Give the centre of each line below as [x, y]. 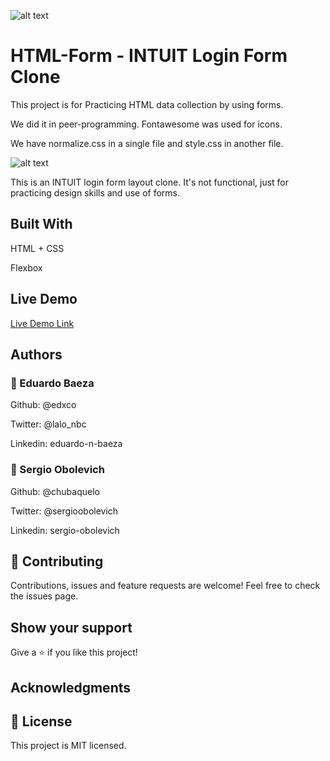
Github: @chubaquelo [55, 491]
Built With [41, 224]
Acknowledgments [71, 687]
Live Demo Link [42, 323]
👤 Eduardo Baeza [52, 383]
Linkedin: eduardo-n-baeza [66, 444]
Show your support [71, 627]
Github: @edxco [43, 405]
